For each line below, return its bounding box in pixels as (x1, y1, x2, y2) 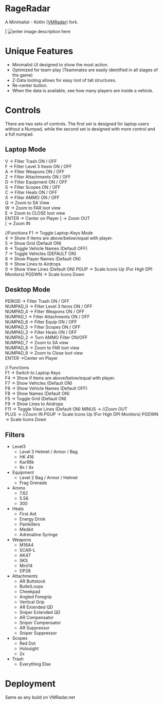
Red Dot (19, 641, 36, 646)
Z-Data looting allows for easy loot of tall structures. (12, 77, 117, 83)
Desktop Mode (5, 286, 51, 294)
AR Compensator (19, 615, 54, 621)
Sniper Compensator (19, 620, 61, 626)
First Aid (19, 511, 36, 517)
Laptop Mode (5, 145, 46, 154)
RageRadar (5, 3, 51, 14)
